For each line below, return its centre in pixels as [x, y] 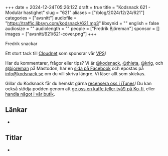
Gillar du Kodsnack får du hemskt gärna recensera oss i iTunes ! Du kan [78, 83]
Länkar [16, 110]
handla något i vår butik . [30, 94]
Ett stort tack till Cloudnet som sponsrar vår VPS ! [56, 53]
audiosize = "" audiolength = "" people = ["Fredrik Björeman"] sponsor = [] [82, 29]
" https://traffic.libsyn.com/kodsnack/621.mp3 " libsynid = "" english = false [82, 23]
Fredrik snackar [21, 44]
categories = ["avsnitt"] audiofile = [41, 18]
